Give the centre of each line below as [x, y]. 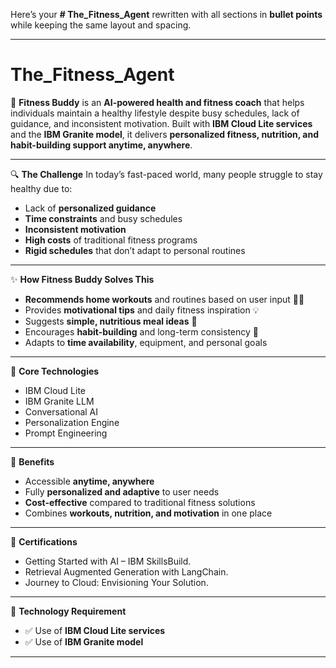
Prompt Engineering [66, 433]
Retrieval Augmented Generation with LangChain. [126, 571]
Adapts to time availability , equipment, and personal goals [146, 342]
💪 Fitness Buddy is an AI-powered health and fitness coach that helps [157, 102]
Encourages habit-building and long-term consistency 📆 [141, 331]
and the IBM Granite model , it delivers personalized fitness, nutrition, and [164, 134]
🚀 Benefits [32, 461]
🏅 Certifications [44, 541]
